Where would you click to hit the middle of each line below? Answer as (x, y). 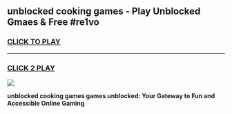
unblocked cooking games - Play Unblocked (104, 11)
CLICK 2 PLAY (31, 68)
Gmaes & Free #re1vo (54, 22)
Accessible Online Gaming (46, 103)
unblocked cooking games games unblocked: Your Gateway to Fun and (111, 95)
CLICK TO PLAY (34, 42)
